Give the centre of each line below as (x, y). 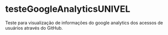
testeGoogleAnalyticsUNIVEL (68, 9)
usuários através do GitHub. (34, 28)
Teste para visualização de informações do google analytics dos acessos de (84, 23)
